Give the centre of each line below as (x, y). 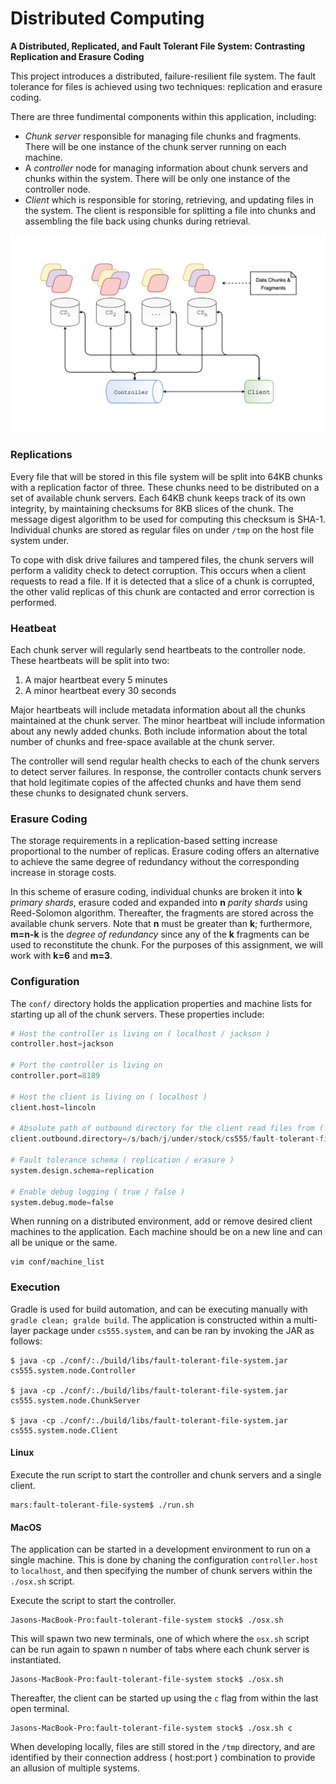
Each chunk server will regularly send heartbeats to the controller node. (158, 650)
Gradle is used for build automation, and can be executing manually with (159, 1309)
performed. (33, 602)
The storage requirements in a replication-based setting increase (144, 841)
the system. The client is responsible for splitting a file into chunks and (170, 210)
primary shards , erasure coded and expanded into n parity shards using (159, 903)
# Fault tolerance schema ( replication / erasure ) (122, 1160)
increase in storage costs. (63, 873)
